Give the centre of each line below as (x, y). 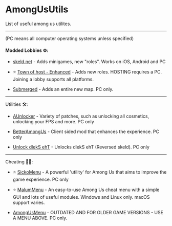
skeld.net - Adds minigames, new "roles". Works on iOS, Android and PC (89, 62)
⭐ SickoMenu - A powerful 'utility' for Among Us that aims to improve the (90, 172)
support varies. (29, 203)
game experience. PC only (41, 180)
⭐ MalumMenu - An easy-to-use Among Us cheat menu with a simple (86, 190)
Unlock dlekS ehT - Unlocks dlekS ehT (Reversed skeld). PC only (81, 147)
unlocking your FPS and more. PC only (53, 122)
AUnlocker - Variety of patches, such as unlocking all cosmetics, (81, 116)
